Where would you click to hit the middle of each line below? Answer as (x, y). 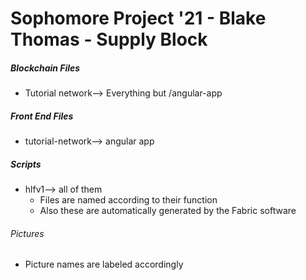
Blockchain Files (45, 68)
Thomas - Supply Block (109, 39)
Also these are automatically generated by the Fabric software (168, 211)
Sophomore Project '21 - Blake (138, 18)
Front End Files (42, 116)
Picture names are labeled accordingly (104, 264)
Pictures (27, 233)
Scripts (26, 164)
